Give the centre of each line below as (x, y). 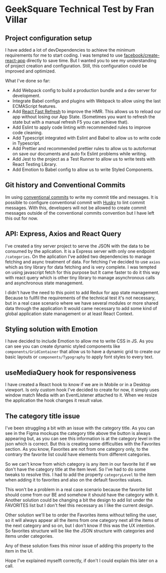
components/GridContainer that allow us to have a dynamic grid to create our (83, 352)
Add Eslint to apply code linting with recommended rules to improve (82, 127)
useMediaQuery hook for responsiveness (71, 372)
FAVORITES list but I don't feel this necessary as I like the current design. (80, 505)
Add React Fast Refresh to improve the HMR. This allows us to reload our (86, 111)
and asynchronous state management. (44, 283)
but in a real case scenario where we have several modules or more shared (82, 303)
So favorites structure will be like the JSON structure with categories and (80, 531)
